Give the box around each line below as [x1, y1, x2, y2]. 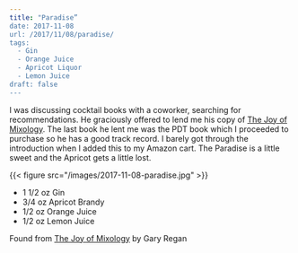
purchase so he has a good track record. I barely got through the [9, 133, 249, 144]
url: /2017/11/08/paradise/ [9, 30, 115, 39]
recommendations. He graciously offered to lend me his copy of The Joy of [9, 114, 287, 125]
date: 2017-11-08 [9, 22, 74, 31]
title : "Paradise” [9, 13, 78, 22]
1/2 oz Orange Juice [22, 205, 97, 216]
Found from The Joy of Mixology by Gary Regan [9, 232, 188, 243]
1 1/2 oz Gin [22, 187, 66, 197]
